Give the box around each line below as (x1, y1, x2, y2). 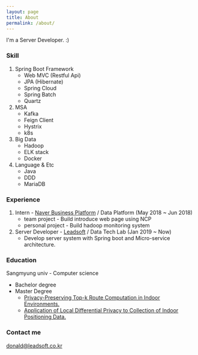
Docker (23, 155, 42, 162)
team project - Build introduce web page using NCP (23, 215, 152, 223)
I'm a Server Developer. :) (6, 37, 70, 44)
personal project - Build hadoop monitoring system (23, 221, 150, 229)
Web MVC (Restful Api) (23, 72, 81, 79)
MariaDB (23, 180, 46, 187)
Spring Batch (23, 91, 56, 98)
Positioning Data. (23, 313, 66, 321)
